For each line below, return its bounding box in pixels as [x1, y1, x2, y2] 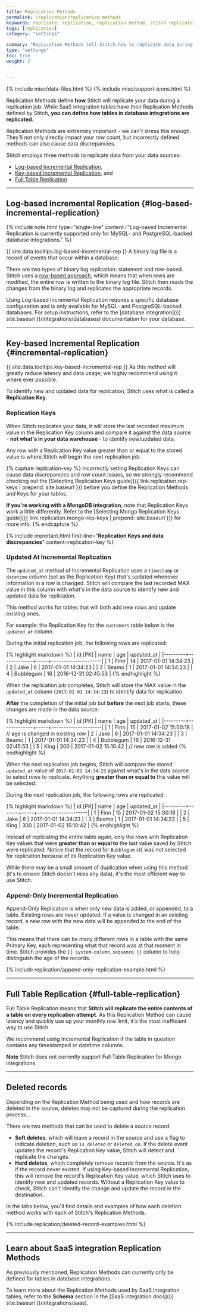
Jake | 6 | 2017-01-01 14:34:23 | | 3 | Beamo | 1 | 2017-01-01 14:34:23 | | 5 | [6, 815, 189, 822]
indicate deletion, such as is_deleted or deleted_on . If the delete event [14, 1140, 188, 1147]
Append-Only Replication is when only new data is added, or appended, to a [6, 905, 193, 912]
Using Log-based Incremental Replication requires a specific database [6, 296, 179, 304]
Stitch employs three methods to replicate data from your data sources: [6, 151, 182, 159]
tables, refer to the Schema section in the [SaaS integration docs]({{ [6, 1292, 174, 1300]
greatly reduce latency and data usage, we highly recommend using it [6, 370, 177, 377]
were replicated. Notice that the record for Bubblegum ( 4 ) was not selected [6, 846, 186, 853]
